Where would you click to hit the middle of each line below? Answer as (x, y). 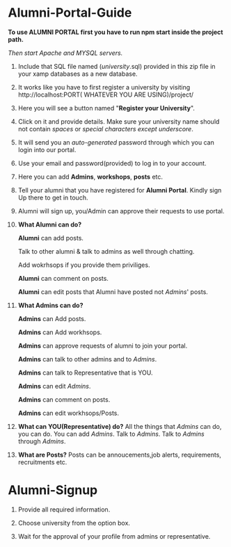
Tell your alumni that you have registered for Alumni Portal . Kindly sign (120, 190)
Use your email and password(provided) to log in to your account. (112, 163)
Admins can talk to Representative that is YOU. (85, 373)
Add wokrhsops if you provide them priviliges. (84, 265)
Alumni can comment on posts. (63, 278)
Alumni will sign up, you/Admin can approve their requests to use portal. (121, 211)
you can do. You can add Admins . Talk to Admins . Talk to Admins (111, 434)
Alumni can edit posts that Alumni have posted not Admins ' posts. (113, 292)
